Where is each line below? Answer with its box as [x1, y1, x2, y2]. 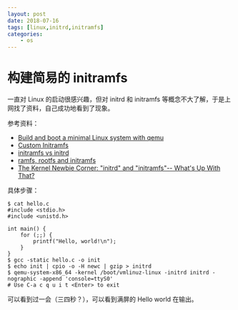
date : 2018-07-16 [7, 17, 59, 24]
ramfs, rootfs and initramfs [17, 156, 96, 165]
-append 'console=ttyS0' [39, 276, 114, 283]
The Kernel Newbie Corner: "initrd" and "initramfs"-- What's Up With [17, 164, 221, 172]
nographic [7, 276, 37, 283]
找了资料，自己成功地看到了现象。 [13, 104, 114, 113]
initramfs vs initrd [17, 149, 69, 157]
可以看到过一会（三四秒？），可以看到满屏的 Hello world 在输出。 [7, 295, 198, 304]
